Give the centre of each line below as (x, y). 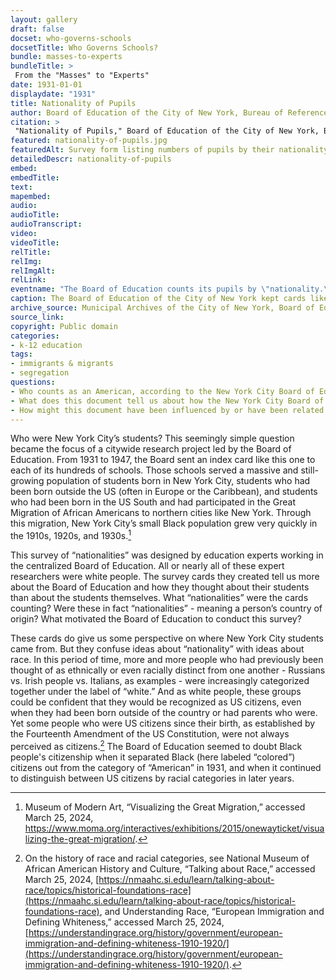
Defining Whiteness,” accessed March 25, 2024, (124, 922)
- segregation (40, 373)
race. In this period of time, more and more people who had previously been (167, 660)
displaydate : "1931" (53, 94)
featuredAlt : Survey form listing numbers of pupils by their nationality (169, 150)
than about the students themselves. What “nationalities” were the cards (159, 598)
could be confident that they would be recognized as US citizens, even (156, 702)
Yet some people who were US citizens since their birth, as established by (163, 723)
